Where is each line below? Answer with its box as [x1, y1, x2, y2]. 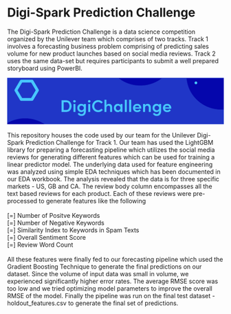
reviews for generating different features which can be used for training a [7, 153, 215, 161]
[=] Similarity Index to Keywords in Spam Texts [7, 225, 140, 234]
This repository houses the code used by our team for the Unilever [7, 131, 196, 139]
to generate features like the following [38, 197, 146, 205]
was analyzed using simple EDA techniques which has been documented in [7, 167, 221, 176]
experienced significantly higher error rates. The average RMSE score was [7, 277, 219, 285]
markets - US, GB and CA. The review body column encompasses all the [7, 182, 212, 190]
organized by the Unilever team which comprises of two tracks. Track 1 [7, 34, 208, 43]
